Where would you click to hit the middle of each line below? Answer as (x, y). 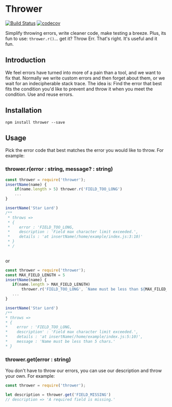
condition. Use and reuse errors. (39, 94)
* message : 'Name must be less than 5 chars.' (60, 342)
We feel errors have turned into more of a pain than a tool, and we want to (83, 72)
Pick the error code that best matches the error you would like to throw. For (84, 150)
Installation (24, 111)
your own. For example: (30, 376)
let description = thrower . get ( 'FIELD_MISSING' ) (58, 395)
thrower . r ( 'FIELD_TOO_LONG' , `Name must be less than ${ (83, 289)
